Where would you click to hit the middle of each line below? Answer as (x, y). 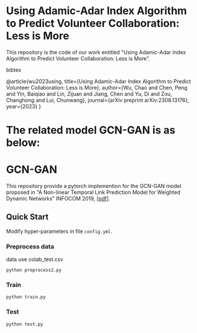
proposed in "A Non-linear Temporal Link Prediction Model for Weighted (93, 192)
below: (23, 143)
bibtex (14, 70)
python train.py (26, 297)
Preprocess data (30, 246)
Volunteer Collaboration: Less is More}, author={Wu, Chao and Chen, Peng (97, 87)
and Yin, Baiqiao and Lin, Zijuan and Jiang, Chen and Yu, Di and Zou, (89, 94)
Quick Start (27, 217)
